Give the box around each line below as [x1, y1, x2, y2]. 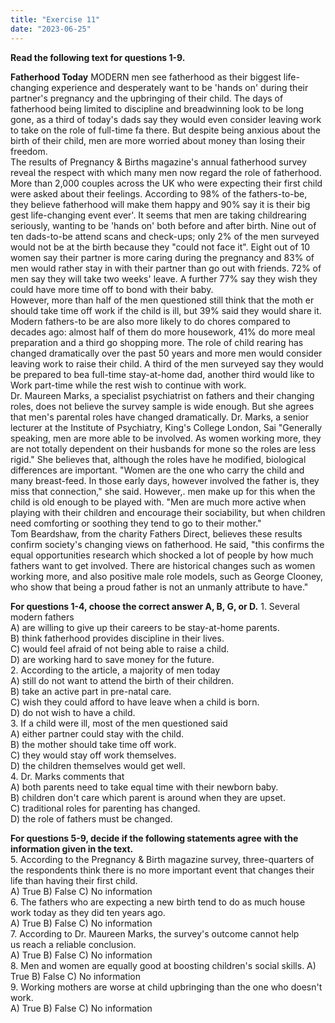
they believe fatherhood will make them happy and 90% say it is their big [10, 198, 311, 210]
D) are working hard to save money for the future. [10, 653, 215, 665]
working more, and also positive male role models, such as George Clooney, [10, 570, 324, 582]
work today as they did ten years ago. [10, 906, 166, 918]
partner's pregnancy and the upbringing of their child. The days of [10, 92, 284, 104]
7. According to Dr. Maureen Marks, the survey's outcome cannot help [10, 927, 300, 940]
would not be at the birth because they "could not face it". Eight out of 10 [10, 241, 310, 253]
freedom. [10, 145, 48, 157]
